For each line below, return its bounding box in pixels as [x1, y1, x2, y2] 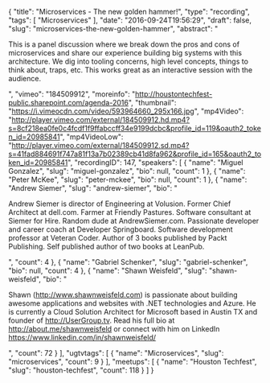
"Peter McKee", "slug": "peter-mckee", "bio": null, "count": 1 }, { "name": [8, 175, 247, 184]
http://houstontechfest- [135, 89, 213, 99]
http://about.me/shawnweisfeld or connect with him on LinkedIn [8, 324, 220, 333]
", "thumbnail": [128, 98, 177, 107]
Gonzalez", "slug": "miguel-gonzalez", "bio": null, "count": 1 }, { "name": [8, 167, 246, 175]
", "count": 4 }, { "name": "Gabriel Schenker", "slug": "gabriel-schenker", [8, 257, 248, 266]
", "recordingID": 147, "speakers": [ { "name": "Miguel [67, 158, 243, 167]
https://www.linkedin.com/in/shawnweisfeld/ [8, 333, 157, 342]
